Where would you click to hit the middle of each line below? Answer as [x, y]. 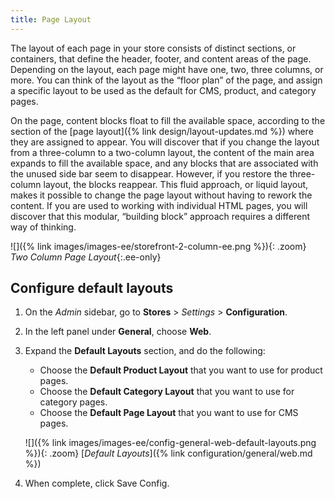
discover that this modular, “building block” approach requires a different [160, 216]
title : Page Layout [51, 19]
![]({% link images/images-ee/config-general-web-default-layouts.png [170, 443]
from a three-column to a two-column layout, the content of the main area [162, 152]
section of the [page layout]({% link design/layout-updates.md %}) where [162, 131]
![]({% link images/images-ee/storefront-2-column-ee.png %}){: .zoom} [158, 246]
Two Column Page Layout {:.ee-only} [86, 257]
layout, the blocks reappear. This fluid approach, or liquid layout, [176, 184]
